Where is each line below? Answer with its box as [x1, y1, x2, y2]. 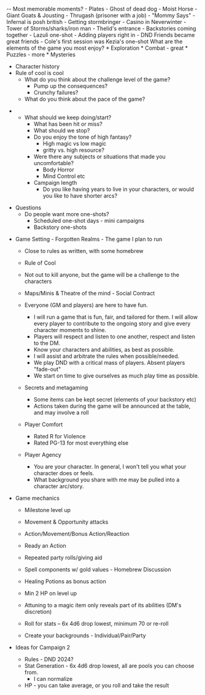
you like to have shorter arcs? [42, 192, 118, 199]
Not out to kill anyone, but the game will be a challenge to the [24, 271, 180, 278]
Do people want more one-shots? [24, 211, 109, 217]
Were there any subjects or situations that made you [33, 153, 166, 160]
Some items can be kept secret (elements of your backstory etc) [33, 396, 196, 403]
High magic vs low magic [42, 140, 107, 147]
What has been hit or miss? [33, 120, 102, 128]
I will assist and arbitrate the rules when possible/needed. [33, 352, 180, 360]
